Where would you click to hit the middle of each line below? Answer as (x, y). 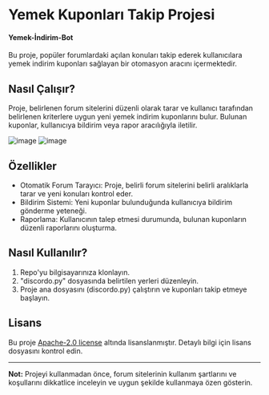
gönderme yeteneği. (53, 211)
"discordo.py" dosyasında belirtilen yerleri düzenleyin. (109, 280)
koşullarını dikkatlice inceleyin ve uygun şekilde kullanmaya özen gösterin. (130, 382)
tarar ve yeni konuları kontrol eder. (76, 194)
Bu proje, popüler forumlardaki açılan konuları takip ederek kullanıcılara (125, 55)
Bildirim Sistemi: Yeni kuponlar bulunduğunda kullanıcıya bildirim (126, 203)
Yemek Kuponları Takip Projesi (112, 15)
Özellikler (33, 166)
